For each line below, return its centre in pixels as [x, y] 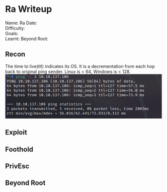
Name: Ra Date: [21, 23]
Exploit [16, 132]
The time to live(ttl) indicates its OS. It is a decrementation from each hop [80, 66]
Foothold [19, 149]
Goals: [12, 33]
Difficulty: [15, 28]
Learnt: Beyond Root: [27, 39]
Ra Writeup [29, 9]
